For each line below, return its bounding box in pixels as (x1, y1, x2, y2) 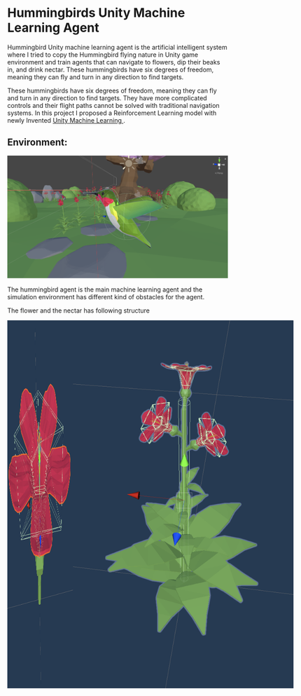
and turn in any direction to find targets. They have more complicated (7, 93, 208, 102)
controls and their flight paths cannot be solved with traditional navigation (7, 101, 220, 109)
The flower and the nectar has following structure (7, 306, 150, 315)
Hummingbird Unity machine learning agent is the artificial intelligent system (7, 43, 227, 51)
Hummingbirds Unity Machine (7, 5, 185, 21)
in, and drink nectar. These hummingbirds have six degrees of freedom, (7, 65, 214, 74)
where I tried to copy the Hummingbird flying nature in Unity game (7, 50, 199, 59)
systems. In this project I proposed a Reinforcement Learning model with (7, 109, 217, 117)
